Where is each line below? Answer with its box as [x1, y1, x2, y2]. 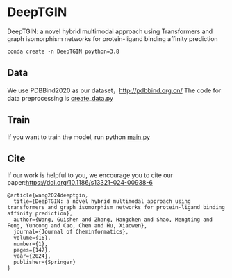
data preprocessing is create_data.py [7, 94, 113, 102]
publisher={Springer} [13, 259, 76, 266]
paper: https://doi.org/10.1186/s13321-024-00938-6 [7, 179, 153, 187]
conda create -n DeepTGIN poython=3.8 [7, 48, 119, 55]
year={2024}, [13, 253, 51, 260]
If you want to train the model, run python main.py [7, 133, 151, 141]
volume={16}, [13, 234, 51, 242]
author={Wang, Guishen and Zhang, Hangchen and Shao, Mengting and [13, 216, 213, 223]
